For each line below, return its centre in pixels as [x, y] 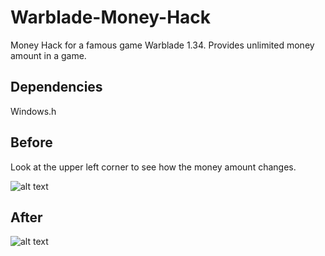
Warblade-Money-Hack [111, 17]
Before [31, 142]
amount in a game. [48, 55]
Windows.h [33, 111]
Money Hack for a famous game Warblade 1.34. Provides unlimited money [162, 45]
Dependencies [56, 87]
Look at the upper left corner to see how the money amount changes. [153, 167]
